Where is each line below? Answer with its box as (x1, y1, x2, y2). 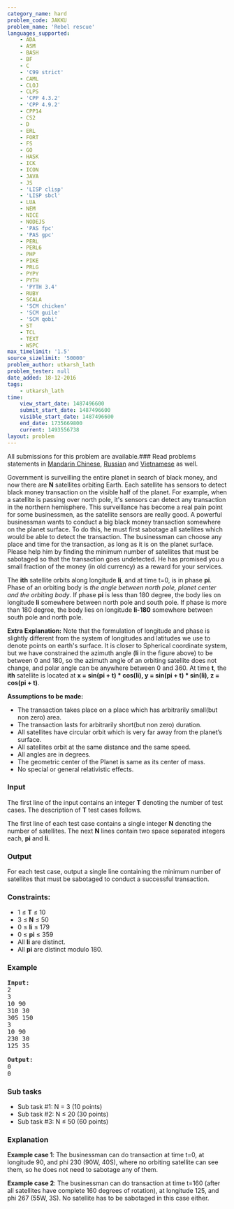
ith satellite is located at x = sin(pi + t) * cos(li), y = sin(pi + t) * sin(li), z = (7, 671, 220, 679)
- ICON (20, 166, 39, 173)
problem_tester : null (7, 368, 71, 375)
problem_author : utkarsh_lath (7, 362, 96, 369)
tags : (7, 380, 23, 388)
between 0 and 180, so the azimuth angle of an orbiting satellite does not (7, 656, 217, 664)
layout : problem (7, 433, 54, 440)
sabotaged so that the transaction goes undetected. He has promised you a (7, 555, 225, 563)
